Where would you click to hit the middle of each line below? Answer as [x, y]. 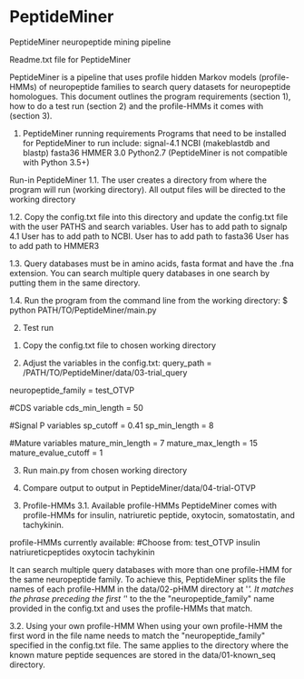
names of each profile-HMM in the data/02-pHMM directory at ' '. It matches [152, 589]
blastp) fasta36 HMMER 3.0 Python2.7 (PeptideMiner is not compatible [155, 153]
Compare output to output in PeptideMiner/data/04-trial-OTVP [139, 487]
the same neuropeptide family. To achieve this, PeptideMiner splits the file [147, 579]
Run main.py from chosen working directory [105, 470]
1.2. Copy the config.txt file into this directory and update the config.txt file [149, 216]
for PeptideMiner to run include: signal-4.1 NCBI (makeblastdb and [146, 143]
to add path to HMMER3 [54, 245]
